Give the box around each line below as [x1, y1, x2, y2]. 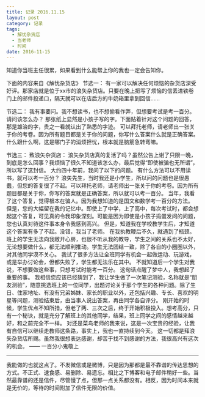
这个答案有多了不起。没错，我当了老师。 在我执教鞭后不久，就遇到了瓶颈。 [6, 228, 195, 235]
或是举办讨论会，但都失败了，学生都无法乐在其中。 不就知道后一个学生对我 [6, 258, 195, 265]
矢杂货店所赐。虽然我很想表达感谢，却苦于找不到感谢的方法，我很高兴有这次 [6, 335, 199, 342]
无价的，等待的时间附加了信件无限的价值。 [11, 384, 119, 391]
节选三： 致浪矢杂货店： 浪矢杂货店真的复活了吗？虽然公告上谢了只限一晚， [6, 151, 196, 158]
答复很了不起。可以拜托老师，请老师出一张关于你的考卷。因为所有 [32, 182, 199, 189]
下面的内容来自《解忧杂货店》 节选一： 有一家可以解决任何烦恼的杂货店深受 [6, 79, 196, 86]
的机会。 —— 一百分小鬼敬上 [6, 342, 79, 349]
